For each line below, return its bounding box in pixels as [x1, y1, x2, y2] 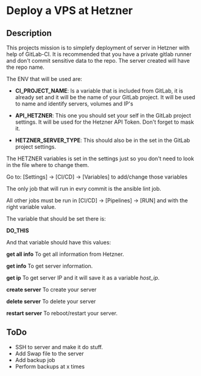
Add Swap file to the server [15, 350, 84, 357]
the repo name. [6, 63, 44, 71]
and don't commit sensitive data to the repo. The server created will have [6, 57, 190, 64]
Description [6, 28, 52, 38]
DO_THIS [6, 227, 29, 234]
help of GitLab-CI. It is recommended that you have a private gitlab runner [6, 51, 192, 58]
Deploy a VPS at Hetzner [6, 4, 133, 18]
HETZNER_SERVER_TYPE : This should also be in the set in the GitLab [15, 137, 191, 144]
